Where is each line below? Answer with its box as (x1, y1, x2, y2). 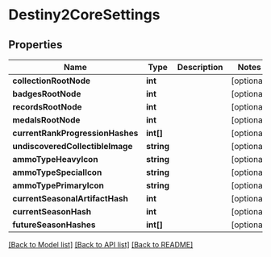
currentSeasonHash (12, 206, 91, 217)
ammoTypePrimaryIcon (12, 180, 105, 191)
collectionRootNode (12, 75, 91, 86)
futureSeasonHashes (12, 219, 96, 230)
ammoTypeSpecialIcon (12, 167, 102, 178)
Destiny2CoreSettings (8, 6, 161, 24)
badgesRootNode (12, 89, 81, 99)
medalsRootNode (12, 114, 81, 126)
